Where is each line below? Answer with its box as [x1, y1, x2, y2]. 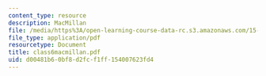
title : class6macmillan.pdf [8, 48, 101, 56]
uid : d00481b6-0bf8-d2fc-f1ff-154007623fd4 [8, 56, 154, 64]
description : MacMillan [8, 19, 87, 27]
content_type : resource [8, 11, 87, 20]
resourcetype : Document [8, 41, 87, 49]
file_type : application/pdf [8, 33, 101, 42]
